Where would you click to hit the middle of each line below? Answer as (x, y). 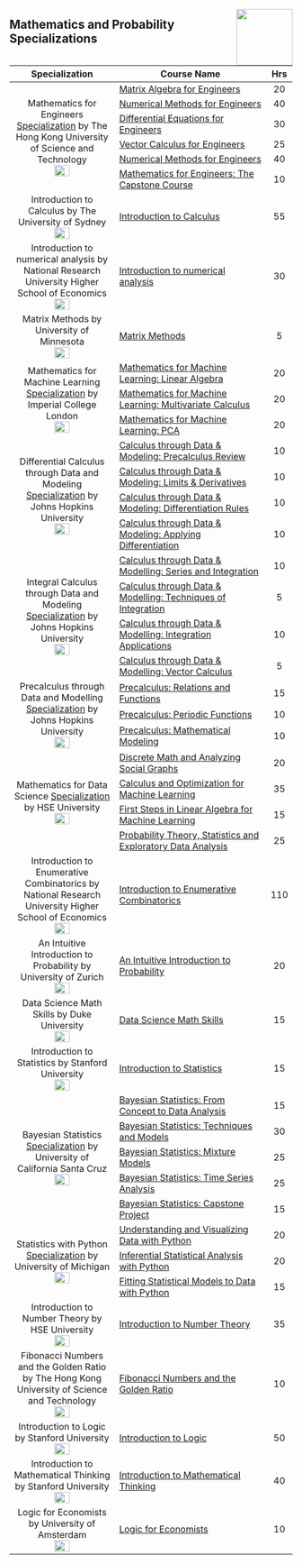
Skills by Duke (62, 1014)
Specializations (53, 39)
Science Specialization (62, 796)
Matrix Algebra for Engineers (180, 89)
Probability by (62, 966)
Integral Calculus (62, 582)
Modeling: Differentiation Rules (184, 508)
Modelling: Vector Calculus (176, 672)
